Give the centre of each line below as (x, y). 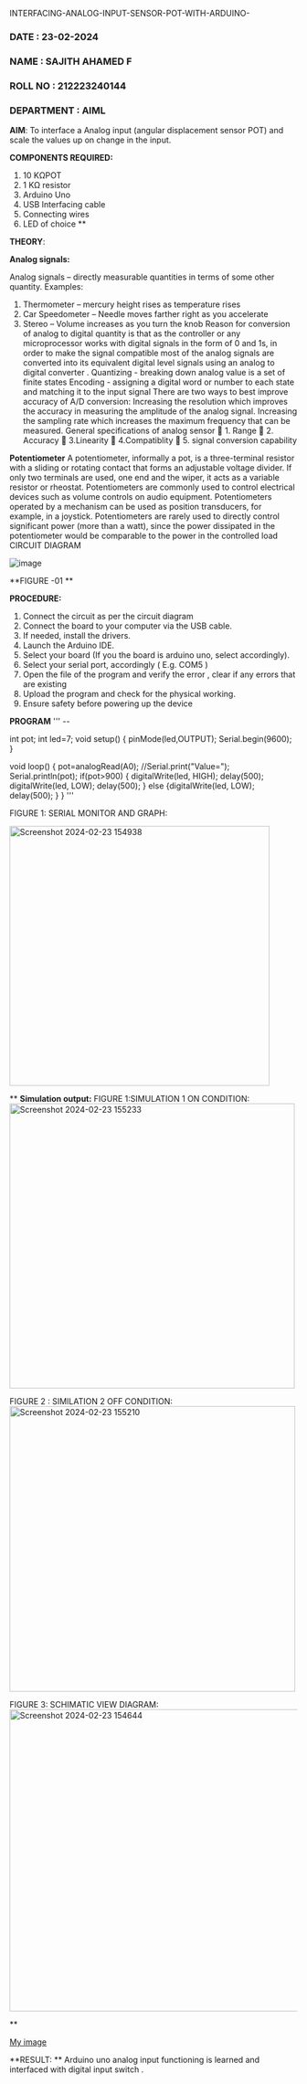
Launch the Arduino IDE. (69, 645)
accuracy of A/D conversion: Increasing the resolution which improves (155, 402)
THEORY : (27, 242)
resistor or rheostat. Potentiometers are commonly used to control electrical (152, 487)
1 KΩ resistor (47, 185)
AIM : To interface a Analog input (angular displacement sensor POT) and (147, 131)
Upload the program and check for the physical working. (129, 694)
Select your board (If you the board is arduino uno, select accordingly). (156, 655)
